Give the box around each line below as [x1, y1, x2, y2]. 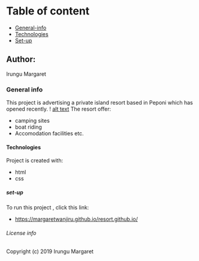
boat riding [14, 123, 42, 130]
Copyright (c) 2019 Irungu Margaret [6, 248, 94, 255]
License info [6, 229, 37, 236]
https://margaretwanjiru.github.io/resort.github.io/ [14, 215, 138, 223]
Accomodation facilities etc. [14, 130, 84, 137]
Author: [6, 54, 36, 64]
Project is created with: [6, 157, 64, 164]
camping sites [14, 117, 50, 124]
